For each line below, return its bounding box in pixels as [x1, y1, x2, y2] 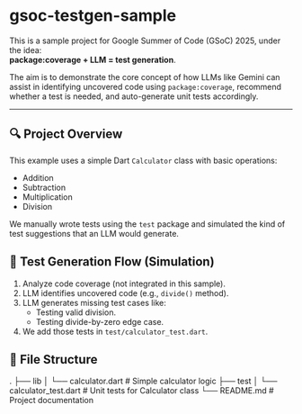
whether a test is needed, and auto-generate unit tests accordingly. [9, 91, 259, 102]
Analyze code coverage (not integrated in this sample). [22, 278, 226, 289]
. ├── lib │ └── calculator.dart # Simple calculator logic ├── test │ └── [9, 375, 278, 387]
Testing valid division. [35, 307, 117, 318]
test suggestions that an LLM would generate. [9, 228, 180, 238]
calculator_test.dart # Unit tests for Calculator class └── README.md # [9, 385, 274, 396]
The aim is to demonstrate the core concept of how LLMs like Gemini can [9, 71, 280, 82]
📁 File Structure [9, 352, 98, 367]
